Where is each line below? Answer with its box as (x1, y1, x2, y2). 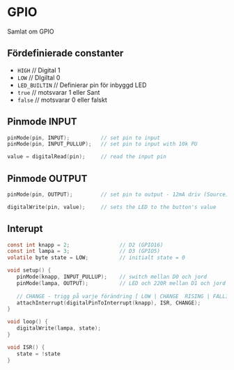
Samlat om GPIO (7, 27, 54, 36)
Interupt (7, 223, 43, 235)
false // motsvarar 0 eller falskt (17, 95, 108, 104)
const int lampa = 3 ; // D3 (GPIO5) (7, 248, 160, 255)
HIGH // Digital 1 (17, 65, 61, 74)
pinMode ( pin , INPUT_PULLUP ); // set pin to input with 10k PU (7, 141, 198, 148)
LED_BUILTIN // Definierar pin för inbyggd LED (17, 81, 147, 89)
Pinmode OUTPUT (7, 172, 88, 185)
